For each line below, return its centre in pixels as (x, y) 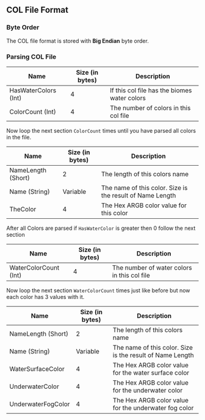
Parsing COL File (31, 56)
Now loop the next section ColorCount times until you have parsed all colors (101, 130)
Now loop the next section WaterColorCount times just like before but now (98, 290)
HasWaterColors (33, 90)
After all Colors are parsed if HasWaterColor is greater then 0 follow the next (101, 228)
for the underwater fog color (153, 408)
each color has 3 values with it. (45, 297)
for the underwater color (148, 390)
